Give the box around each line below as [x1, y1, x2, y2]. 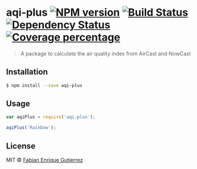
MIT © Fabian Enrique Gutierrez [6, 157, 83, 163]
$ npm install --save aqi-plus [6, 82, 83, 88]
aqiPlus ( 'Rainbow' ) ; [6, 125, 57, 131]
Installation [6, 67, 48, 77]
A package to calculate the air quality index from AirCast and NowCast [20, 50, 191, 57]
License [6, 141, 36, 151]
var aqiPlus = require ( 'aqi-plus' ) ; [6, 114, 96, 120]
